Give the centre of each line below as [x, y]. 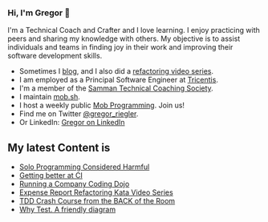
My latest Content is [59, 147]
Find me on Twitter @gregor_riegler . [79, 114]
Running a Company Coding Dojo [74, 184]
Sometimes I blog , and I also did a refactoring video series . [116, 71]
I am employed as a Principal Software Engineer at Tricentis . [118, 80]
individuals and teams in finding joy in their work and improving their [120, 47]
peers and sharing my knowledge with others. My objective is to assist [124, 38]
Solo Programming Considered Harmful [84, 167]
